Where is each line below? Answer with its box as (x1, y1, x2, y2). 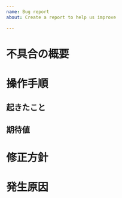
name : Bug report (6, 8, 50, 15)
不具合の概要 (6, 47, 70, 60)
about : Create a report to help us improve (6, 14, 117, 20)
